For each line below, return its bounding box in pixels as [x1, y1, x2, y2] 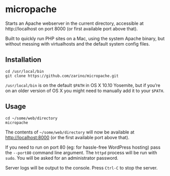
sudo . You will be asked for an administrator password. [5, 155, 119, 161]
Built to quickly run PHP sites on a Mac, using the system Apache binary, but [5, 35, 165, 41]
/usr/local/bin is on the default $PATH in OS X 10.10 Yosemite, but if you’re [5, 82, 160, 88]
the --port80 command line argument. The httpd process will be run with [5, 149, 157, 155]
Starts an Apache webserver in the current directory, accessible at [5, 20, 144, 26]
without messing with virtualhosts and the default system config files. [5, 40, 150, 47]
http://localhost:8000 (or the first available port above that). [5, 134, 130, 140]
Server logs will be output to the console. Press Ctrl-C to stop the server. [5, 164, 158, 170]
